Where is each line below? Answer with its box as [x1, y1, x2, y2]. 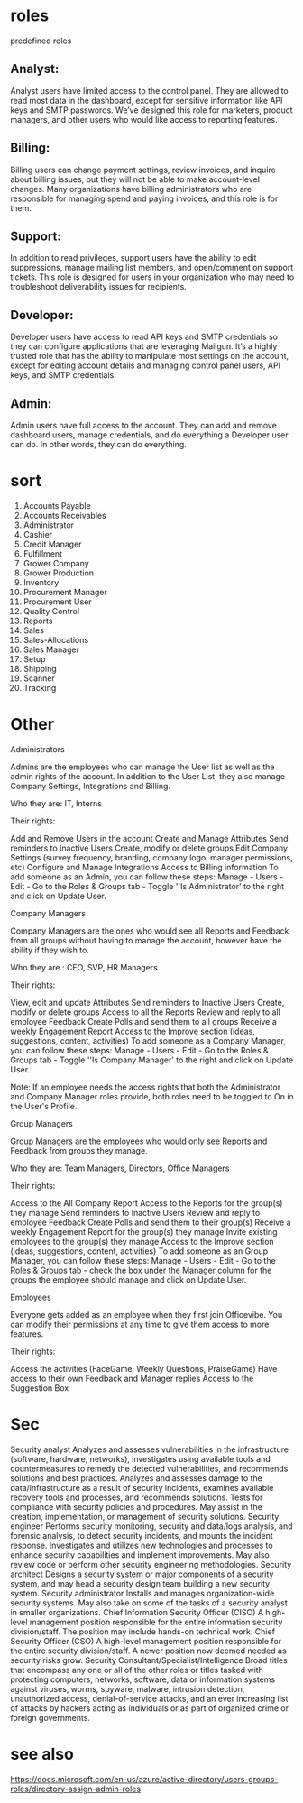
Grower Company [23, 557, 89, 568]
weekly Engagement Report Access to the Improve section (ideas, [10, 1026, 256, 1036]
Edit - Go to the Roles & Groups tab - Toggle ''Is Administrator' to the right [10, 880, 285, 891]
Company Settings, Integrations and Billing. [10, 780, 170, 791]
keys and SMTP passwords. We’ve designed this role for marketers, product [10, 105, 293, 115]
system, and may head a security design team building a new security [10, 1578, 271, 1588]
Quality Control [23, 605, 80, 616]
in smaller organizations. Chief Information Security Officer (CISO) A [10, 1606, 264, 1617]
